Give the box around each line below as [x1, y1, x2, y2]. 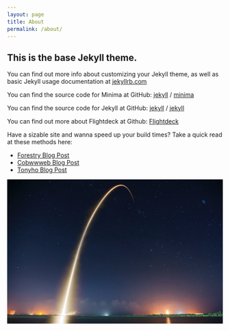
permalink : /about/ [7, 25, 63, 32]
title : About [7, 18, 44, 25]
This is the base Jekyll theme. [7, 52, 138, 63]
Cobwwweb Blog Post [16, 159, 80, 167]
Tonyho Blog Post [16, 165, 67, 174]
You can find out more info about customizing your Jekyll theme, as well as [7, 70, 219, 78]
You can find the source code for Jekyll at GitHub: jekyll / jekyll [7, 104, 185, 113]
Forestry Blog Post [16, 151, 70, 159]
